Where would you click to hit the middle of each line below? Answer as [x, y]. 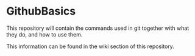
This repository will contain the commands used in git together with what [98, 28]
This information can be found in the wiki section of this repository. [90, 46]
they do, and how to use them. [44, 34]
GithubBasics [41, 11]
